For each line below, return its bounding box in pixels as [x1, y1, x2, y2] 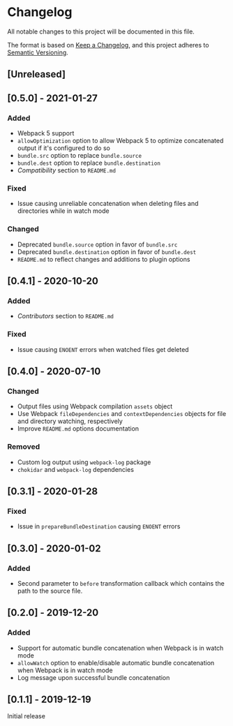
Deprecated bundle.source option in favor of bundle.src [17, 240, 178, 249]
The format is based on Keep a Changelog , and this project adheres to [7, 40, 209, 49]
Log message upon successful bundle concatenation [17, 673, 170, 681]
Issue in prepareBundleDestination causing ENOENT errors [17, 522, 181, 531]
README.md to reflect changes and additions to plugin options [17, 255, 190, 263]
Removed [7, 442, 40, 452]
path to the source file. [17, 586, 83, 595]
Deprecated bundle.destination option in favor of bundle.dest [17, 247, 197, 255]
